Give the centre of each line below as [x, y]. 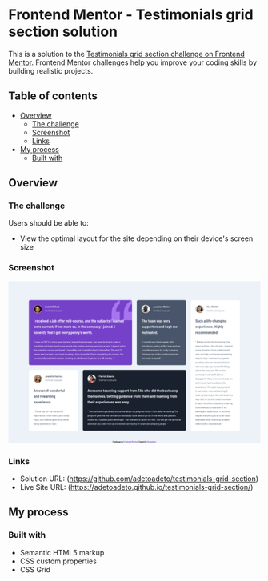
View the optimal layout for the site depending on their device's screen [136, 238]
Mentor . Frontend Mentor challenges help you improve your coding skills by [133, 62]
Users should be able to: [49, 223]
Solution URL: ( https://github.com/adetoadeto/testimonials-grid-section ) [139, 479]
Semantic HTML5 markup [62, 552]
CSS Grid [35, 569]
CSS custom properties [58, 561]
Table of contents [53, 96]
